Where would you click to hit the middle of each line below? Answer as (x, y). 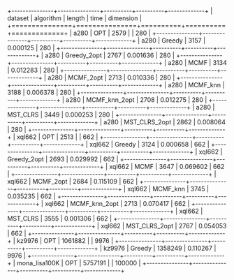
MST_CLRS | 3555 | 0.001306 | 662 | (60, 219)
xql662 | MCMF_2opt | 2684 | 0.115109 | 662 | (73, 181)
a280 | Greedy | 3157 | (174, 40)
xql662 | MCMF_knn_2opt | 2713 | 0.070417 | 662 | (117, 204)
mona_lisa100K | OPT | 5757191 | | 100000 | (79, 263)
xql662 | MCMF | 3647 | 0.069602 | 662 (167, 167)
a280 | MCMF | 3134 (197, 62)
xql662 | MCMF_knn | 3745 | (168, 189)
